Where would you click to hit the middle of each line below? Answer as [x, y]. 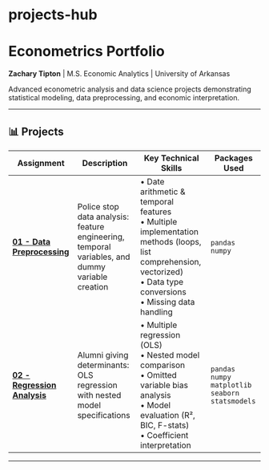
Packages [234, 158]
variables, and [104, 257]
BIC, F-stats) [165, 425]
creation [93, 286]
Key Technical [171, 158]
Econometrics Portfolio [87, 52]
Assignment [41, 163]
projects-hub [53, 15]
